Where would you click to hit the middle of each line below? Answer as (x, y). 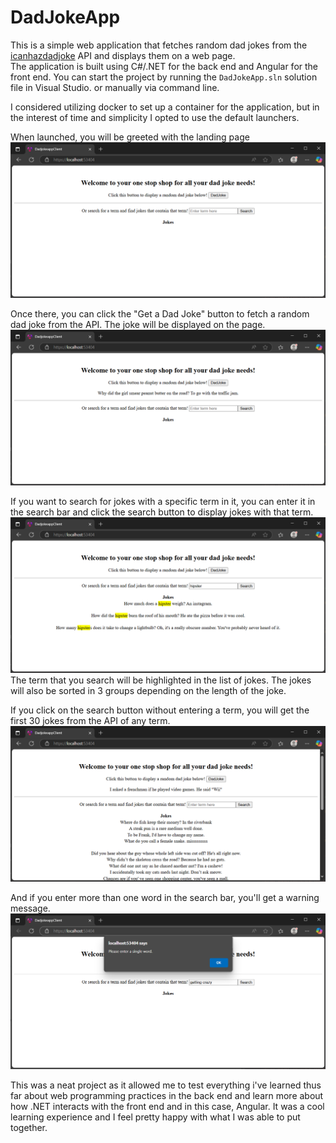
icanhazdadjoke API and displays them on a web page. (123, 55)
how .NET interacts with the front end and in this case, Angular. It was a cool (167, 1106)
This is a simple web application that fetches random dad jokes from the (159, 45)
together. (29, 1127)
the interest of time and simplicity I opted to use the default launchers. (155, 117)
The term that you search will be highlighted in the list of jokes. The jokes (161, 680)
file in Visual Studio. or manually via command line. (115, 87)
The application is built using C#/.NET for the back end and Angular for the (164, 66)
